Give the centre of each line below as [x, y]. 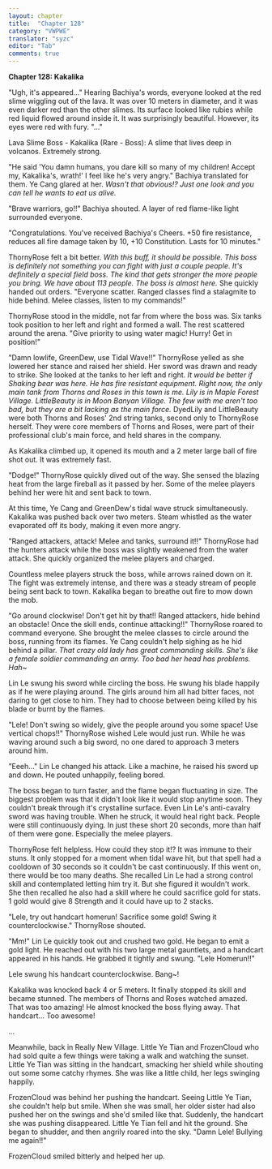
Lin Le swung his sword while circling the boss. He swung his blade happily [134, 683]
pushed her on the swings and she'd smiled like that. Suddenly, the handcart [136, 1115]
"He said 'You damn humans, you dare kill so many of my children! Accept [132, 167]
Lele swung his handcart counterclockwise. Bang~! [94, 974]
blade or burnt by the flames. [57, 709]
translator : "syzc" [41, 39]
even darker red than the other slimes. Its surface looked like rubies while [131, 110]
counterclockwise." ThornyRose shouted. [77, 925]
